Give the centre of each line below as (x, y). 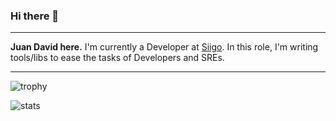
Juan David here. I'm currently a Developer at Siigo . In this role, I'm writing (164, 47)
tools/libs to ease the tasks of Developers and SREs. (117, 58)
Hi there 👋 (35, 16)
